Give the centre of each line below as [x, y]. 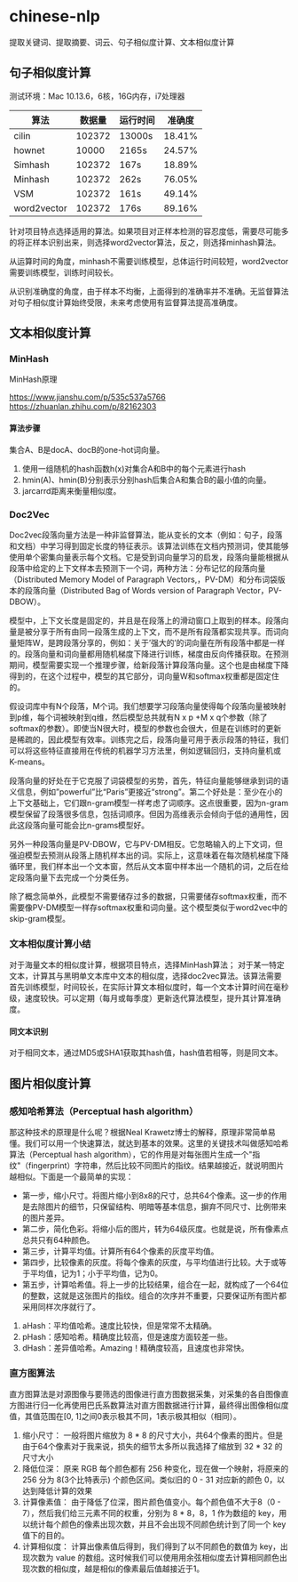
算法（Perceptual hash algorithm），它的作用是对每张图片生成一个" [131, 1155]
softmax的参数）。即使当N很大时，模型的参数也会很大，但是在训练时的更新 [145, 728]
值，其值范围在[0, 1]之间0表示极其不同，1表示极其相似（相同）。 [125, 1417]
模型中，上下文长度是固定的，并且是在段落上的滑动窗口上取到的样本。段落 [145, 620]
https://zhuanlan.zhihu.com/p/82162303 [83, 407]
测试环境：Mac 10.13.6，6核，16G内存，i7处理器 [97, 96]
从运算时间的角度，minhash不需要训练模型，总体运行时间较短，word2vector [149, 261]
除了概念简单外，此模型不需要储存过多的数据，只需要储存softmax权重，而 [144, 896]
